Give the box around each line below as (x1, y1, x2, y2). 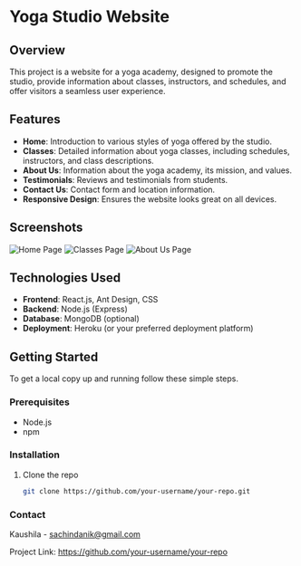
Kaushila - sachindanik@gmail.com (9, 529, 141, 540)
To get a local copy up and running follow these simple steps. (9, 373, 238, 384)
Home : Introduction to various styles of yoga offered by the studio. (22, 136, 272, 147)
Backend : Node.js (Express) (22, 303, 129, 314)
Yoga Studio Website (9, 6, 170, 27)
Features (9, 111, 61, 128)
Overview (9, 43, 66, 58)
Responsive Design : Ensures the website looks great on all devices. (22, 193, 277, 205)
